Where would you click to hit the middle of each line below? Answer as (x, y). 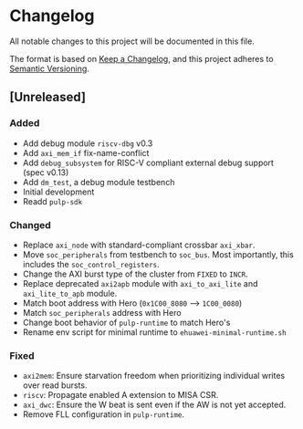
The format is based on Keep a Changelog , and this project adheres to (141, 58)
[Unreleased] (48, 97)
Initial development (58, 192)
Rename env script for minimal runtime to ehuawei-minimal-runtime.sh (154, 332)
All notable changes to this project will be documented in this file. (132, 41)
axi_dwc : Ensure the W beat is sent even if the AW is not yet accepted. (154, 405)
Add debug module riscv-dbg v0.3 (88, 143)
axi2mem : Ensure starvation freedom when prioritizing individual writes (154, 376)
